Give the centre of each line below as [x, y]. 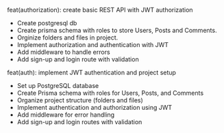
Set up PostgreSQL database [58, 86]
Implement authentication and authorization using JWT [95, 107]
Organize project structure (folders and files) [80, 100]
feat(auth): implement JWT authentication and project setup [92, 72]
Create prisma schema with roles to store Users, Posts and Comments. [117, 30]
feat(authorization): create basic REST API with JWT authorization [100, 10]
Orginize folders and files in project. [67, 38]
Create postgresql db [47, 23]
